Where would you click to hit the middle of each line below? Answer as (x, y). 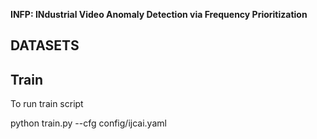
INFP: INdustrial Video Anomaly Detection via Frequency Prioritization (159, 14)
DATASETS (45, 45)
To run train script (47, 104)
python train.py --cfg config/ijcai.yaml (88, 123)
